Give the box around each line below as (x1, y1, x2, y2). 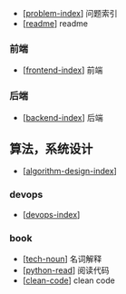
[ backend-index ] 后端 (22, 112, 104, 122)
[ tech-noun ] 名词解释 (22, 253, 102, 264)
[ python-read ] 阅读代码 (22, 265, 111, 275)
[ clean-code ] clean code (22, 275, 115, 286)
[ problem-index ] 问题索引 (22, 8, 118, 18)
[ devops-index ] (22, 209, 81, 220)
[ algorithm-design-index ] (22, 166, 118, 177)
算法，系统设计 (9, 141, 93, 156)
